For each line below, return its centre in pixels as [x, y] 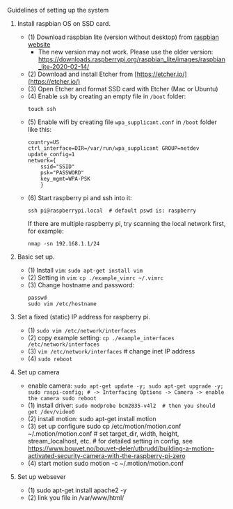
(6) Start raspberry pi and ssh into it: [80, 198]
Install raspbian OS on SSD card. [64, 23]
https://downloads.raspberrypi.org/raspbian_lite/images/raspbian [132, 59]
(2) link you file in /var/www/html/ [76, 497]
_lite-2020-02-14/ [64, 67]
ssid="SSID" [58, 167]
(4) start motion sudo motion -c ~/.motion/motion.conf [106, 463]
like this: [40, 129]
